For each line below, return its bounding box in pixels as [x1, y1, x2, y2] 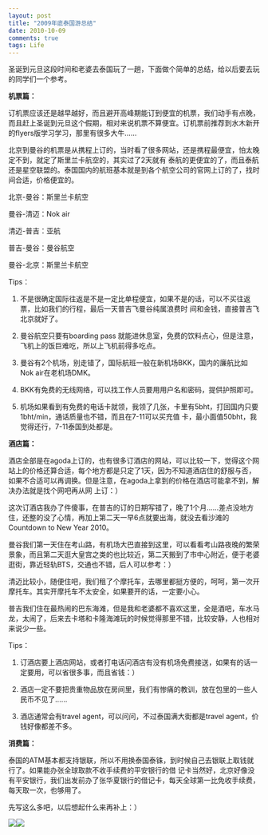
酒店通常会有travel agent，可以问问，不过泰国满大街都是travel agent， [19, 712, 252, 722]
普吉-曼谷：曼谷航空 [8, 243, 75, 252]
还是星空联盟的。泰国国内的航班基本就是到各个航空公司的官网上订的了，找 [8, 165, 253, 175]
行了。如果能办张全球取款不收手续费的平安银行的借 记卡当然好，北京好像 [8, 765, 248, 775]
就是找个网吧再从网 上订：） [29, 486, 122, 495]
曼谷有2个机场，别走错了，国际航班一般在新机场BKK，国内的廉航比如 [19, 358, 249, 368]
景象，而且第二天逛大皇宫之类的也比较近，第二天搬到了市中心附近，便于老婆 [8, 550, 260, 559]
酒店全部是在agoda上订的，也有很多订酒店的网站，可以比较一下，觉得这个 [8, 456, 253, 466]
